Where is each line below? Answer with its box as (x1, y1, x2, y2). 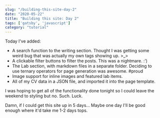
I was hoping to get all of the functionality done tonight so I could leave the (5, 88, 154, 94)
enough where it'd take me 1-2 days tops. (5, 107, 88, 114)
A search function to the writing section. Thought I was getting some (12, 48, 149, 54)
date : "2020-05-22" (5, 12, 45, 16)
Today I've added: (5, 38, 41, 44)
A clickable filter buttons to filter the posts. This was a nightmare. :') (12, 58, 148, 64)
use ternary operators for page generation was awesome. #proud (12, 68, 144, 74)
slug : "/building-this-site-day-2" (5, 7, 77, 12)
